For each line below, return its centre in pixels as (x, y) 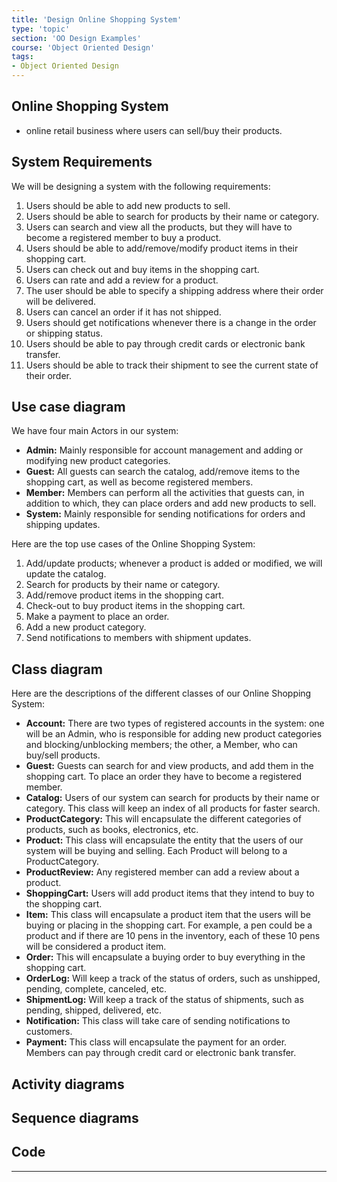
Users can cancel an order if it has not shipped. (123, 312)
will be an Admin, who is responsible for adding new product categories (174, 734)
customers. (49, 1032)
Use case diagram (68, 407)
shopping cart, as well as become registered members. (139, 482)
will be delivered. (61, 301)
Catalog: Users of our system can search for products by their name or (172, 798)
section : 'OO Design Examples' (76, 38)
